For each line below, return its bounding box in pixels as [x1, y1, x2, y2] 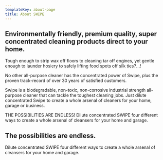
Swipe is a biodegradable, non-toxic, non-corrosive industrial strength [5, 87, 146, 93]
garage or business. [5, 103, 45, 109]
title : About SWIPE [5, 12, 45, 17]
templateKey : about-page [5, 7, 55, 12]
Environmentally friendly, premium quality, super [5, 30, 157, 38]
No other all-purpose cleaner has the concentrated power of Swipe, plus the [5, 73, 158, 79]
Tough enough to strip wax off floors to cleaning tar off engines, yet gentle [5, 58, 155, 64]
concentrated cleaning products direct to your [5, 37, 148, 45]
